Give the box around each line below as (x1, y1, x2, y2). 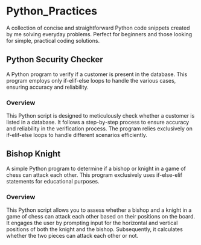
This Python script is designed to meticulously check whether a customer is (6, 112, 195, 119)
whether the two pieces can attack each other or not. (6, 232, 139, 240)
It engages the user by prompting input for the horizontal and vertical (6, 219, 178, 227)
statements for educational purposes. (6, 177, 100, 185)
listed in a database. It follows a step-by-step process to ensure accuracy (6, 119, 190, 126)
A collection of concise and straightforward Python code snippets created (6, 24, 190, 31)
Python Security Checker (6, 54, 104, 65)
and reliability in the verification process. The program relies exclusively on (6, 125, 193, 132)
